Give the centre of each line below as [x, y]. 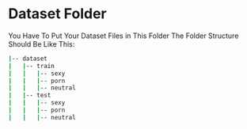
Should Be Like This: [42, 44]
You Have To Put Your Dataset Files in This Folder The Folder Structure [123, 36]
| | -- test [30, 96]
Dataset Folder [57, 14]
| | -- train [32, 66]
